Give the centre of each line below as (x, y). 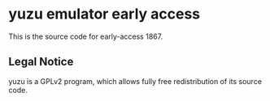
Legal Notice (41, 62)
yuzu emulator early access (105, 14)
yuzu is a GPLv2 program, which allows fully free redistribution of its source (135, 81)
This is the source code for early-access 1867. (86, 36)
